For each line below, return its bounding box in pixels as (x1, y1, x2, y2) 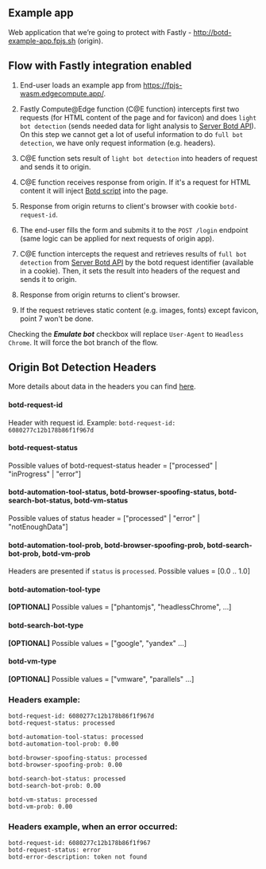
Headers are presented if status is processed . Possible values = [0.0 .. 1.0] (8, 566, 250, 576)
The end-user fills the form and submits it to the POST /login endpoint (19, 225, 249, 234)
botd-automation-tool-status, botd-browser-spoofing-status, (8, 487, 217, 497)
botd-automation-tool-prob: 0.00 (8, 740, 119, 748)
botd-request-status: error (8, 846, 102, 855)
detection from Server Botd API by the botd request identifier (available (19, 257, 254, 267)
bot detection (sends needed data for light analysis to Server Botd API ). (19, 121, 256, 131)
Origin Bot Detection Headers (8, 361, 156, 374)
